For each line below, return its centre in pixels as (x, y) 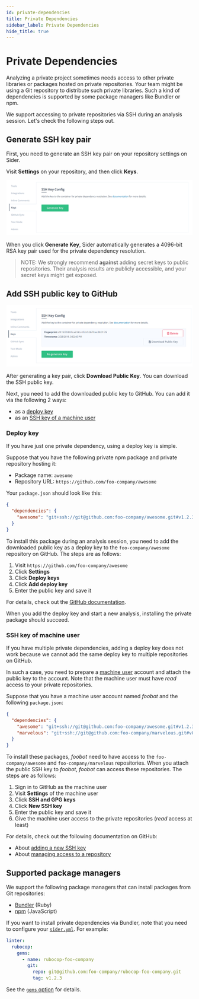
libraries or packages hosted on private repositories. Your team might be (94, 84)
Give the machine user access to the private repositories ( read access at (103, 819)
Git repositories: (26, 893)
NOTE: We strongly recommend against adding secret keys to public (105, 263)
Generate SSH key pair (49, 139)
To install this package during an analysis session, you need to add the (92, 541)
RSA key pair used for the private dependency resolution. (76, 251)
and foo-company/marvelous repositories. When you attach (118, 763)
